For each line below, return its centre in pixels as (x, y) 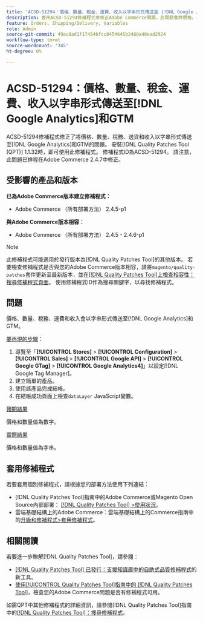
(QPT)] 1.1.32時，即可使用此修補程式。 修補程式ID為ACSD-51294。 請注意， (100, 151)
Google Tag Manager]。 (45, 374)
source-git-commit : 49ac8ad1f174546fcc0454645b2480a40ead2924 (86, 35)
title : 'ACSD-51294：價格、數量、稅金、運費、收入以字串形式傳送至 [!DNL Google (100, 12)
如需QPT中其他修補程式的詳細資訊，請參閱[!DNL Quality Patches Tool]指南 (99, 605)
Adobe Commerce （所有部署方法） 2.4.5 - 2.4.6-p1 (79, 234)
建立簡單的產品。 (36, 381)
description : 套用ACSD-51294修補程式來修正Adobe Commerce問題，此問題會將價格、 (101, 18)
